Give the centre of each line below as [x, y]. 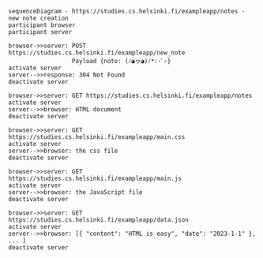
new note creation [38, 18]
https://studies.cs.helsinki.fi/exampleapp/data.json [99, 220]
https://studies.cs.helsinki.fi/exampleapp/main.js [95, 178]
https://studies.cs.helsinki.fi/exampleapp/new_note [97, 53]
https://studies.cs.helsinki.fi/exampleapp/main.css [97, 137]
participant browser [42, 25]
